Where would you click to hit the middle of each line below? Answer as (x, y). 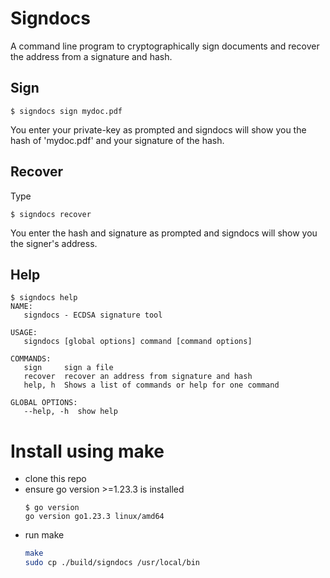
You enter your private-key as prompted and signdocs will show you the (158, 129)
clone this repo (55, 479)
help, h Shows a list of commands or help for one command (151, 385)
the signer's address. (54, 243)
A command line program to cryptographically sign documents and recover (165, 46)
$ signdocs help (44, 298)
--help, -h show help (70, 412)
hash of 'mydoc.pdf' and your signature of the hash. (117, 140)
